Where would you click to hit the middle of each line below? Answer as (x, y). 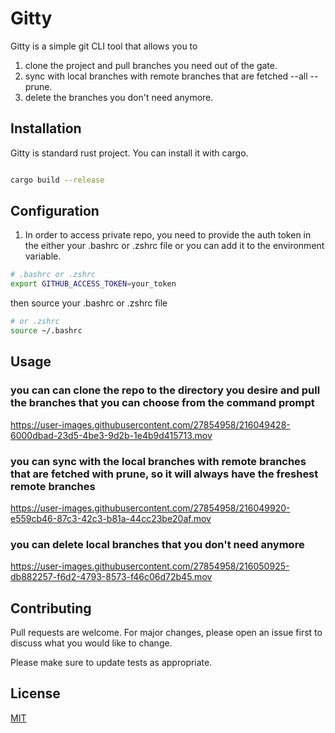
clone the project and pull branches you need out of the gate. (151, 65)
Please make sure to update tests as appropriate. (111, 663)
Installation (46, 128)
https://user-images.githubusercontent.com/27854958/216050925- (150, 566)
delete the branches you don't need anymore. (119, 97)
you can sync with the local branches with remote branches (158, 461)
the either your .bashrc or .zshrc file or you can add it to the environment (174, 246)
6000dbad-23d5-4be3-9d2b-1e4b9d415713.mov (111, 435)
